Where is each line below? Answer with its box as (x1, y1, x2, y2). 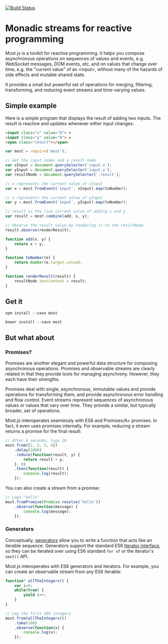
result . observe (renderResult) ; (5, 227, 71, 233)
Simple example (5, 101, 57, 110)
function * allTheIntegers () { (5, 578, 69, 583)
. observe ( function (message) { (14, 504, 78, 509)
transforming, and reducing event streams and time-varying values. (5, 87, 146, 93)
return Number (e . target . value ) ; (14, 260, 82, 265)
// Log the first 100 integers (5, 611, 71, 616)
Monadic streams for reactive (5, 23, 132, 34)
